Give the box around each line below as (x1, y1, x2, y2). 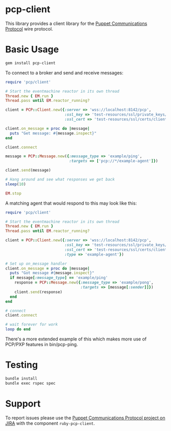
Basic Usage (5, 44, 59, 55)
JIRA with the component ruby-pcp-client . (5, 420, 95, 426)
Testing (5, 359, 38, 371)
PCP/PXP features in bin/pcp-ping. (5, 341, 78, 347)
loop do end (5, 327, 31, 332)
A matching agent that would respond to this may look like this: (5, 200, 137, 206)
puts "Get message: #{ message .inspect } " (10, 131, 97, 136)
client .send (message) (5, 168, 51, 173)
